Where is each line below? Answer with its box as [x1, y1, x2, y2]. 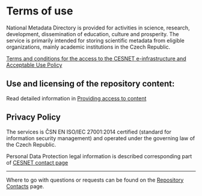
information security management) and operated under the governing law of [6, 134, 195, 142]
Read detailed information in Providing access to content [6, 94, 147, 102]
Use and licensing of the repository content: [6, 79, 175, 89]
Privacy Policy [6, 112, 61, 123]
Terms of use [6, 4, 73, 18]
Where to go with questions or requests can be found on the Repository [6, 176, 184, 183]
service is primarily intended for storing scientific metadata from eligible [6, 37, 185, 44]
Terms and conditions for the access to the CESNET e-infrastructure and [6, 55, 186, 62]
